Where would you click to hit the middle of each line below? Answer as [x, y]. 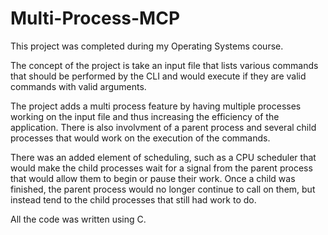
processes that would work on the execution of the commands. [140, 138]
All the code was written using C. [78, 219]
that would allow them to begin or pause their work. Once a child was [153, 178]
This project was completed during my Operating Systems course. [147, 46]
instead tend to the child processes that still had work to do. [133, 199]
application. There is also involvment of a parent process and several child [163, 127]
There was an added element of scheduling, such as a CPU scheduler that [163, 157]
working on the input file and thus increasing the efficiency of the [145, 116]
